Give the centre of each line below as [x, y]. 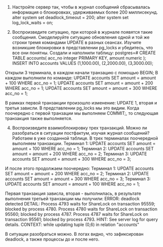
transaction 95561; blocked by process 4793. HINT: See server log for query [81, 219]
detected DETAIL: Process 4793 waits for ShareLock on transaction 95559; [80, 204]
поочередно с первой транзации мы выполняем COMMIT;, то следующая [82, 113]
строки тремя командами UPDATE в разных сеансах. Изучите [77, 42]
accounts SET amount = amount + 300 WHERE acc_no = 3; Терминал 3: [78, 179]
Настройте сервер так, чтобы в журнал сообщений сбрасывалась [81, 7]
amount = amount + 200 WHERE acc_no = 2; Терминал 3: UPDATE [80, 154]
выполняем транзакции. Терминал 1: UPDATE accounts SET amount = [84, 143]
